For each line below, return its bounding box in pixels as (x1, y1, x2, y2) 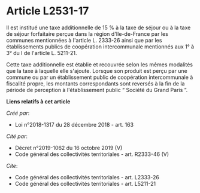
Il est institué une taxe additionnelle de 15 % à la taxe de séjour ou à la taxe (6, 24, 191, 31)
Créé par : (6, 109, 30, 117)
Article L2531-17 (6, 4, 89, 18)
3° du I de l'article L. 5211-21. (6, 49, 77, 56)
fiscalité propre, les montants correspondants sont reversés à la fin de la (6, 79, 185, 87)
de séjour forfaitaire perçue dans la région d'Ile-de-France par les (6, 30, 169, 37)
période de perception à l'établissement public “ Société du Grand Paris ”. (6, 86, 188, 93)
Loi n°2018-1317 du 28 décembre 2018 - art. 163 (14, 121, 134, 128)
